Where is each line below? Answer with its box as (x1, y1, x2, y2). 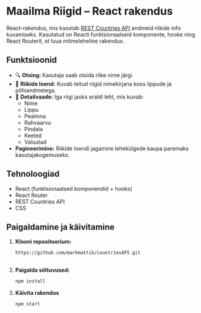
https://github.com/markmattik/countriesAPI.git (15, 250, 141, 256)
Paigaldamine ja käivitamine (6, 222, 115, 232)
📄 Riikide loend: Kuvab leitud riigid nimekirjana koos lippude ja (15, 80, 172, 88)
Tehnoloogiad (6, 169, 60, 179)
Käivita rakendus (15, 289, 60, 296)
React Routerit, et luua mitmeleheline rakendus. (6, 37, 124, 44)
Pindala (24, 125, 43, 132)
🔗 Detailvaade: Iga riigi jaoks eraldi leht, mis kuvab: (15, 93, 144, 100)
